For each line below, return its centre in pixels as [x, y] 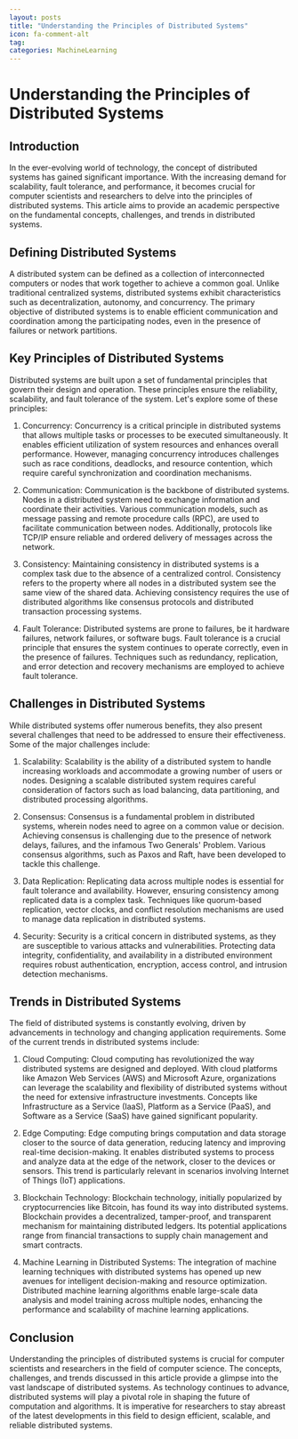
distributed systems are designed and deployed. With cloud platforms [150, 1069]
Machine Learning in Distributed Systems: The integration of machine [149, 1262]
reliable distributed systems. [61, 1426]
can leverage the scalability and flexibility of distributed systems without [154, 1087]
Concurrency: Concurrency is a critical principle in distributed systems [152, 425]
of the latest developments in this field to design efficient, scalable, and [140, 1416]
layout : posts [36, 17]
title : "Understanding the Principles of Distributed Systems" [129, 26]
